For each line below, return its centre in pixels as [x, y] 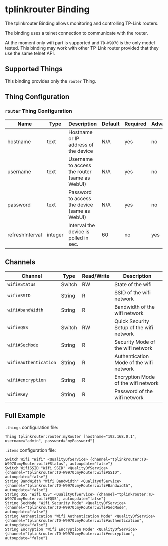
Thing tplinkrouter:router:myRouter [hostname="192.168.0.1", [71, 437]
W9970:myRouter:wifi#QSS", [33, 499]
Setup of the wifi [134, 328]
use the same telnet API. [30, 53]
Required [136, 124]
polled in [79, 238]
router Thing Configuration [39, 111]
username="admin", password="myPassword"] [50, 441]
